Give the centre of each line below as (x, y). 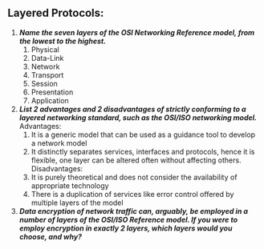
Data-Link (47, 58)
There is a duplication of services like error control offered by (132, 194)
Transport (47, 74)
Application (50, 100)
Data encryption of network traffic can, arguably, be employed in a (134, 211)
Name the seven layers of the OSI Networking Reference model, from (137, 32)
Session (44, 83)
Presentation (52, 92)
